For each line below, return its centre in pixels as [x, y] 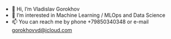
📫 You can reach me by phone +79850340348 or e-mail [80, 22]
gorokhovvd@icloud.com [42, 30]
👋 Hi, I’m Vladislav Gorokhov [46, 9]
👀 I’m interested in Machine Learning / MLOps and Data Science [88, 15]
